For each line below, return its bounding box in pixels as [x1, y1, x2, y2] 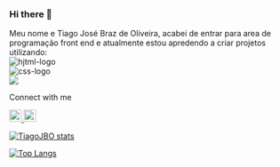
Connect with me [9, 92, 72, 103]
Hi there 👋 [9, 8, 53, 20]
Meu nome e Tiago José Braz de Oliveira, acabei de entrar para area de [9, 28, 271, 39]
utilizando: [9, 47, 47, 58]
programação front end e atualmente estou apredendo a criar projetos [9, 37, 267, 48]
